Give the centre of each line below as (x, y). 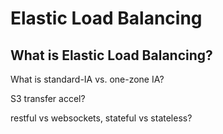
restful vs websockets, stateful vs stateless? (101, 118)
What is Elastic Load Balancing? (111, 55)
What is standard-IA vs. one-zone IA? (87, 79)
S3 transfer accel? (48, 98)
